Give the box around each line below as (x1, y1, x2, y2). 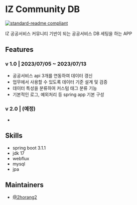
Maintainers (5, 181, 44, 189)
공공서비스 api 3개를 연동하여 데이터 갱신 (12, 72, 93, 78)
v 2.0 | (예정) (5, 105, 36, 112)
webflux (12, 155, 30, 161)
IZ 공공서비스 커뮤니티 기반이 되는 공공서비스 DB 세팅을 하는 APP (5, 30, 132, 36)
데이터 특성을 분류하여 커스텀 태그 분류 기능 (12, 85, 97, 91)
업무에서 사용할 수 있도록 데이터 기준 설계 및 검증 (12, 79, 108, 85)
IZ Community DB (5, 4, 80, 15)
